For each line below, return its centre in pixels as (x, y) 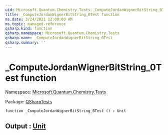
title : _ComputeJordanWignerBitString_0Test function (62, 15)
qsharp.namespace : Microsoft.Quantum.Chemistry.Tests (62, 33)
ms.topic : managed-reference (35, 24)
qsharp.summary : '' (25, 43)
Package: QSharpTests (29, 101)
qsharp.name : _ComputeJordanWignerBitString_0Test (59, 38)
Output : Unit (25, 126)
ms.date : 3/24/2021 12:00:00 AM (39, 19)
